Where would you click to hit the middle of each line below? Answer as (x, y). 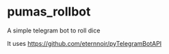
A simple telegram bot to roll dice (54, 30)
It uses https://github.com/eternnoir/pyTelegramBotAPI (84, 43)
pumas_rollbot (49, 12)
